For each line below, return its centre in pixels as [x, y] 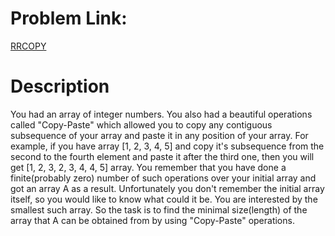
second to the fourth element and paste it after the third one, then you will [162, 156]
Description [60, 86]
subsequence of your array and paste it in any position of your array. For [159, 135]
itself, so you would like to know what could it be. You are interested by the [164, 199]
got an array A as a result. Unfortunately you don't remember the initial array [167, 188]
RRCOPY [28, 46]
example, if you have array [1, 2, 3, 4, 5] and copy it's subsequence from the [167, 146]
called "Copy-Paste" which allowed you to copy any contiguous [141, 124]
